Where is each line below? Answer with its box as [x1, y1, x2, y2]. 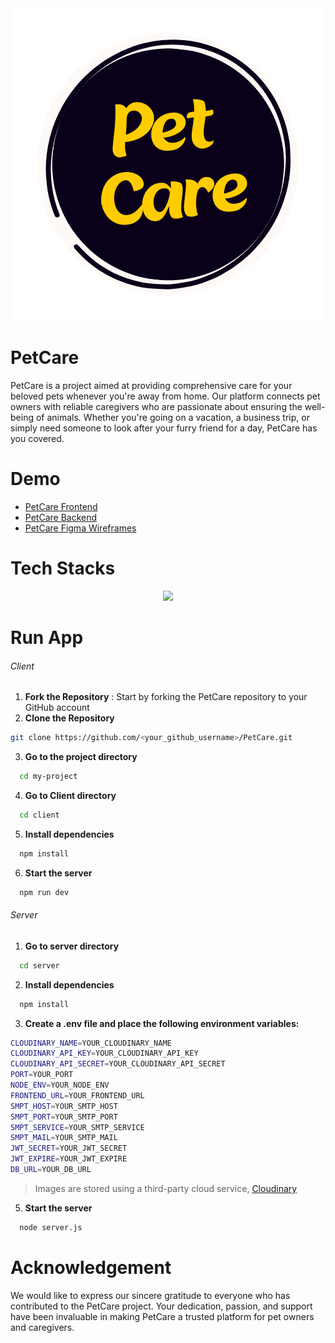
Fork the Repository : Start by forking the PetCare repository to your [24, 691, 308, 703]
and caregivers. [10, 1321, 75, 1333]
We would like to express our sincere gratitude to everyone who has [10, 1289, 291, 1301]
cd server [19, 960, 60, 971]
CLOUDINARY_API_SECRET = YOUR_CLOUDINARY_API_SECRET [10, 1059, 226, 1069]
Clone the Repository [24, 712, 115, 724]
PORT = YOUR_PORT [10, 1070, 74, 1080]
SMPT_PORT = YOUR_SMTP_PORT [10, 1112, 118, 1122]
